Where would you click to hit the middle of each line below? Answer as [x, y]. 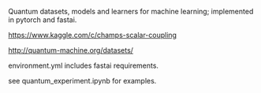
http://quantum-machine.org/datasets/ [71, 50]
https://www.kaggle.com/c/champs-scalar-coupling [93, 35]
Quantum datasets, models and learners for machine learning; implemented [131, 11]
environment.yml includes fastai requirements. [84, 65]
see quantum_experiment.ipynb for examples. [82, 81]
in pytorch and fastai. [43, 20]
